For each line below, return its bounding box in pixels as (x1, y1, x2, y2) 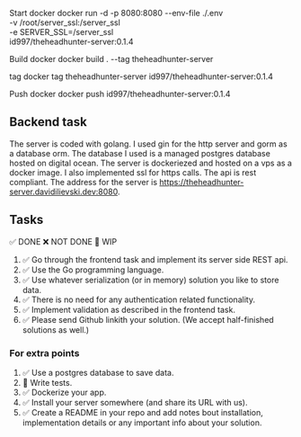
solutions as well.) (22, 324, 90, 335)
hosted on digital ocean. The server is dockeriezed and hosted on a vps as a (9, 157, 292, 168)
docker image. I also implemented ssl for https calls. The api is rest (9, 166, 257, 178)
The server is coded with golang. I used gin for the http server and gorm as (9, 138, 288, 149)
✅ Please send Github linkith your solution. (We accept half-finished (22, 314, 274, 325)
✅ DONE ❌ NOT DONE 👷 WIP (9, 236, 118, 246)
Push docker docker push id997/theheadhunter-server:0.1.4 (9, 89, 231, 99)
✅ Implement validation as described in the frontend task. (22, 304, 236, 315)
